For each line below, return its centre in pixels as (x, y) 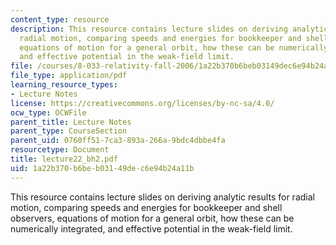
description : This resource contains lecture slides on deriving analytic (169, 29)
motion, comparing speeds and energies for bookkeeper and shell (146, 207)
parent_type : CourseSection (69, 131)
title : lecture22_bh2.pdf (64, 159)
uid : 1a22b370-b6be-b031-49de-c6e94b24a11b (102, 168)
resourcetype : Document (60, 150)
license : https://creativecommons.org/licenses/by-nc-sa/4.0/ (142, 103)
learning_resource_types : (64, 85)
